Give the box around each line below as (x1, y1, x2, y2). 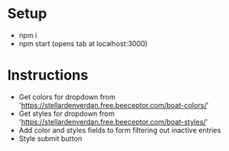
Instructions (7, 67, 89, 84)
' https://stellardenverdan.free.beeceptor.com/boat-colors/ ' (18, 100, 209, 110)
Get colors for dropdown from (18, 92, 115, 102)
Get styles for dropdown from (18, 109, 115, 118)
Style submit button (18, 134, 83, 143)
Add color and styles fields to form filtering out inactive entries (18, 125, 221, 135)
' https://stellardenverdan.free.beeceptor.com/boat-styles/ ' (18, 117, 209, 126)
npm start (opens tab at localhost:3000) (18, 38, 148, 48)
